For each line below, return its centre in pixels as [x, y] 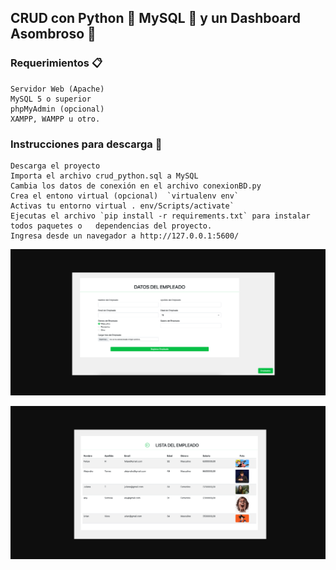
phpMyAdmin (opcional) [57, 109]
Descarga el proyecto [55, 166]
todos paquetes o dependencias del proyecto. [111, 226]
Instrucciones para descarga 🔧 [86, 144]
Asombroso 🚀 [53, 34]
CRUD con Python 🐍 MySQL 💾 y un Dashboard [156, 18]
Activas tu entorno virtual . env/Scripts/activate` [122, 206]
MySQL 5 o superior [51, 99]
